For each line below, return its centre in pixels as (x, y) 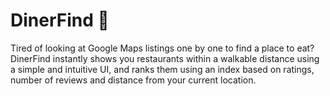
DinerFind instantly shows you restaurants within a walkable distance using (165, 58)
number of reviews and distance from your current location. (133, 80)
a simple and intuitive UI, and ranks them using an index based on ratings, (162, 69)
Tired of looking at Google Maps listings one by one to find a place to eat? (162, 48)
